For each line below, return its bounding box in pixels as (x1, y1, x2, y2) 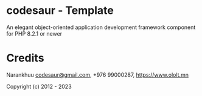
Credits (6, 51, 44, 65)
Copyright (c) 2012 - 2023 (6, 83, 72, 90)
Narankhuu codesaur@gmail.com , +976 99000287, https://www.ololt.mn (6, 71, 189, 78)
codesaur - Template (6, 4, 114, 18)
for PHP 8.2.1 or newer (6, 30, 63, 37)
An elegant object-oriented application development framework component (6, 24, 196, 31)
